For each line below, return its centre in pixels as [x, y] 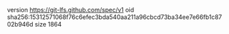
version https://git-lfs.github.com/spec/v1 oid [71, 10]
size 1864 [48, 24]
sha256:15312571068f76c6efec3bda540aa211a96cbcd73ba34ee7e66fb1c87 [114, 17]
